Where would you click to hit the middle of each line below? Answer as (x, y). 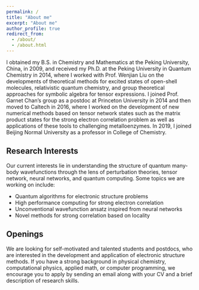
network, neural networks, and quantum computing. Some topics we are (95, 178)
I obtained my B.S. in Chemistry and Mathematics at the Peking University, (98, 62)
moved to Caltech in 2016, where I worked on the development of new (93, 107)
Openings (25, 234)
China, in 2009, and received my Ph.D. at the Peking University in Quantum (99, 68)
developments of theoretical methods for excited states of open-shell (92, 81)
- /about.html (29, 46)
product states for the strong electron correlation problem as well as (91, 119)
